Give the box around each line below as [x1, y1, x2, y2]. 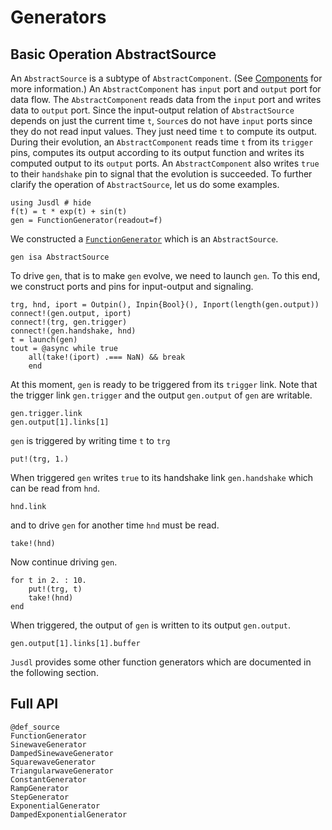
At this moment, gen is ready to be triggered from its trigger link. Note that [10, 379, 318, 390]
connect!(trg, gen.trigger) [10, 317, 128, 327]
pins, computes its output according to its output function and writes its [10, 147, 305, 158]
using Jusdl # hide [10, 198, 92, 208]
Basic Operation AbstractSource [10, 46, 217, 63]
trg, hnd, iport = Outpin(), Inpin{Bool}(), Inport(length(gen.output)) [10, 300, 320, 310]
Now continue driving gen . [10, 556, 118, 568]
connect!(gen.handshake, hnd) [10, 326, 137, 336]
